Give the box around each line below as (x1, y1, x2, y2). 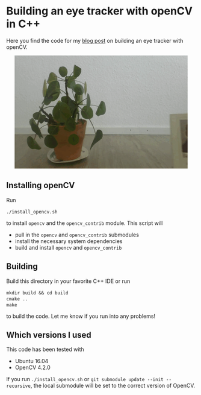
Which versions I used (6, 330, 91, 340)
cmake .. (6, 295, 28, 302)
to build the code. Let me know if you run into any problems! (6, 312, 155, 320)
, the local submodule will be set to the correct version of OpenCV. (30, 382, 196, 390)
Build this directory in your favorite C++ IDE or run (6, 277, 131, 285)
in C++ (6, 17, 41, 31)
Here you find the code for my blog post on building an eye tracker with (6, 37, 184, 44)
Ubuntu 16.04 (14, 358, 49, 365)
